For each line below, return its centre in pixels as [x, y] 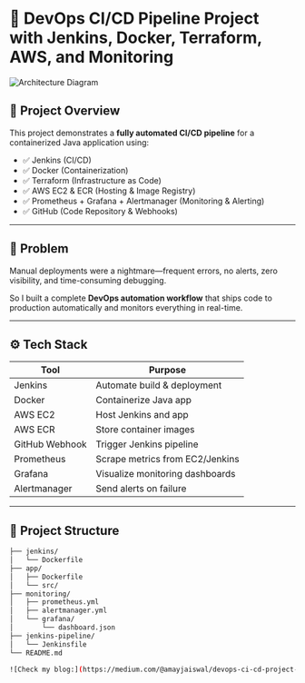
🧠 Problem [39, 249]
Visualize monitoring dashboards [166, 474]
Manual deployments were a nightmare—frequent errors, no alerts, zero [144, 271]
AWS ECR [35, 430]
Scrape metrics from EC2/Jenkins [167, 460]
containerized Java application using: [79, 142]
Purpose [167, 370]
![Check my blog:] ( [46, 669]
